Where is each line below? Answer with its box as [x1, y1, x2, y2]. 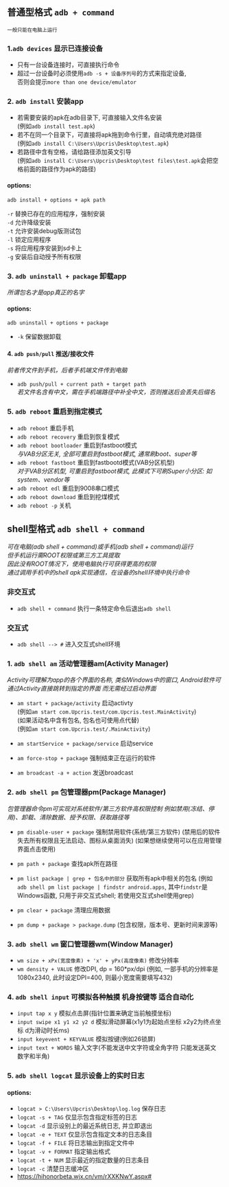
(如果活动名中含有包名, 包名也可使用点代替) [16, 716, 139, 724]
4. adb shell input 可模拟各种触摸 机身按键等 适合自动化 [7, 992, 194, 1001]
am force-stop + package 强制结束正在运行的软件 [16, 754, 156, 762]
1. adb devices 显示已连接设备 [7, 43, 104, 53]
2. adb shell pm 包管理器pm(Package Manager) [7, 788, 167, 797]
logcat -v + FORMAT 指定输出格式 [16, 1147, 111, 1156]
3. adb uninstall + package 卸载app [7, 271, 127, 280]
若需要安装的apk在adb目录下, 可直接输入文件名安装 [16, 113, 162, 122]
